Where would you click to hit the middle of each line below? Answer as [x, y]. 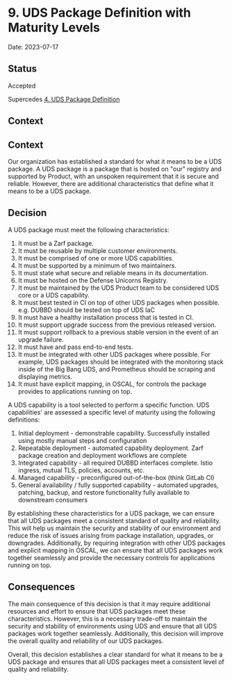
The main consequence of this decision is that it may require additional [109, 603]
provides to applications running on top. [75, 391]
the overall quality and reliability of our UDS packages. [86, 641]
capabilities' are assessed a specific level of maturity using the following [111, 412]
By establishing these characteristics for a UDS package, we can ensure [111, 513]
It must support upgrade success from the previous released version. [117, 325]
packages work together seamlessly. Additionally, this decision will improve [116, 633]
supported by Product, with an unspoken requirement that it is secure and [114, 176]
